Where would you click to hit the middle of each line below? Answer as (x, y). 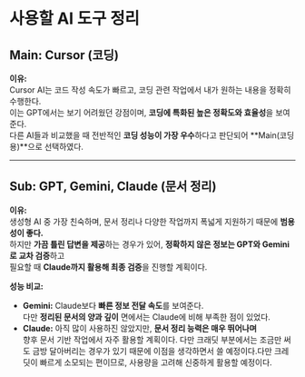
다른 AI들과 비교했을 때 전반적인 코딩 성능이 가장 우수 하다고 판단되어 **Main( (144, 135)
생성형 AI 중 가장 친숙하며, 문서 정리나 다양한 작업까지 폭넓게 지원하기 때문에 (144, 221)
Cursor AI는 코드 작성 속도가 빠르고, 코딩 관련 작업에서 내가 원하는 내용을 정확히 (150, 90)
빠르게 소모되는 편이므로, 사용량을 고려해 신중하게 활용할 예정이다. (156, 362)
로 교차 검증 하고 (37, 255)
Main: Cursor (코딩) (64, 55)
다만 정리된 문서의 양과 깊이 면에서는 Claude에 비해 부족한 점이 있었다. (146, 317)
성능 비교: (26, 286)
